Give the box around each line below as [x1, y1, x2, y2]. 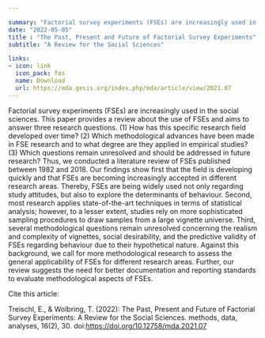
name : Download [15, 77, 66, 84]
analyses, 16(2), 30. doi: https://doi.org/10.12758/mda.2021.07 [8, 321, 207, 330]
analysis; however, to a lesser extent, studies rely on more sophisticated [8, 206, 243, 216]
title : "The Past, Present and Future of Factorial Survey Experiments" [8, 33, 257, 41]
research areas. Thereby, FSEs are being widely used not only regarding [8, 181, 244, 190]
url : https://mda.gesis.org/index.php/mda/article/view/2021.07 [15, 84, 232, 92]
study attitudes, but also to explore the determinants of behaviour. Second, [8, 190, 252, 199]
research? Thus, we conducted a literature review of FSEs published [8, 156, 231, 166]
